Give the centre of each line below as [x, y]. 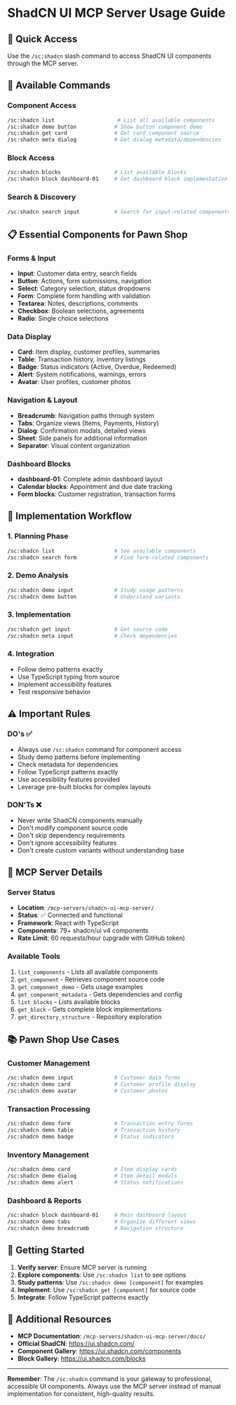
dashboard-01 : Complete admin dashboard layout [90, 479]
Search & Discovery [41, 197]
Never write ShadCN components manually [80, 820]
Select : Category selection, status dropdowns [84, 289]
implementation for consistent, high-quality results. [81, 1394]
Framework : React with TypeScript [68, 923]
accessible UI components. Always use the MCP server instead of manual [114, 1387]
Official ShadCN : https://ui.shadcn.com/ [76, 1344]
